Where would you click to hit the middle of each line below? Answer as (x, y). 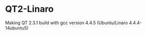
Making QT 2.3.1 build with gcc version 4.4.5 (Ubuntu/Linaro (67, 23)
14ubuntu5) (17, 28)
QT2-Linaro (29, 9)
